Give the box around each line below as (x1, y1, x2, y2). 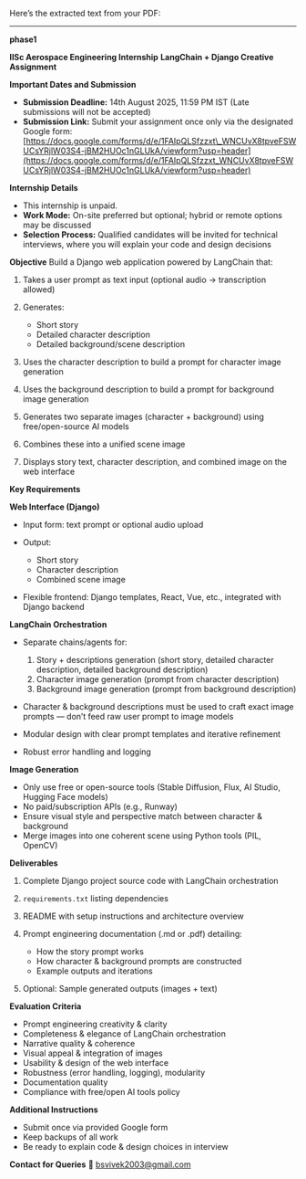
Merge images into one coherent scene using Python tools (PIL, (22, 830, 261, 841)
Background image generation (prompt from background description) (36, 684, 297, 694)
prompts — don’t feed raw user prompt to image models (22, 711, 234, 721)
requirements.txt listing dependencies (22, 893, 168, 903)
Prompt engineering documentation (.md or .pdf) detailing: (22, 929, 243, 939)
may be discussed (22, 219, 92, 230)
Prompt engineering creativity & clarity (22, 1018, 168, 1029)
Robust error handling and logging (22, 746, 152, 757)
